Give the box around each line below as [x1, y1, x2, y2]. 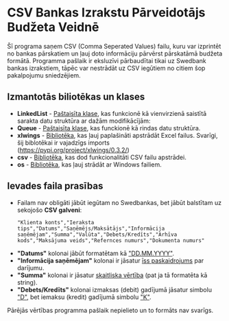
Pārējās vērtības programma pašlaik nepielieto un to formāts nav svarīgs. [7, 306, 214, 314]
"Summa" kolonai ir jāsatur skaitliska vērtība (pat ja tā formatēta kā [16, 271, 208, 279]
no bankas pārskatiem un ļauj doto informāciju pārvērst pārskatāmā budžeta [7, 49, 223, 58]
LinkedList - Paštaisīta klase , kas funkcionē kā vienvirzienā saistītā [16, 109, 207, 117]
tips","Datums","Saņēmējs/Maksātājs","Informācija [16, 225, 165, 232]
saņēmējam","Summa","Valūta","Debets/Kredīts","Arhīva [16, 231, 178, 238]
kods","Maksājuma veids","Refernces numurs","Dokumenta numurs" [16, 237, 205, 244]
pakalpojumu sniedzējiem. [7, 71, 81, 80]
